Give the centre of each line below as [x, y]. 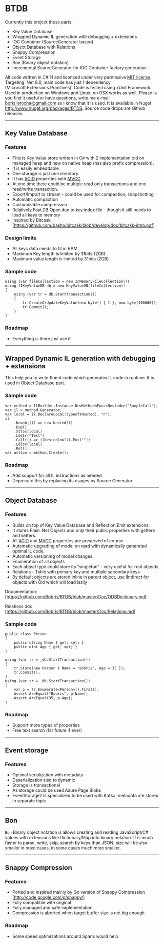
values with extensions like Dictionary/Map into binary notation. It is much [79, 837]
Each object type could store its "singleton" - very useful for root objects [85, 567]
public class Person [26, 634]
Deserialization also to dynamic [44, 780]
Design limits [21, 238]
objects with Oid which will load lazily [50, 582]
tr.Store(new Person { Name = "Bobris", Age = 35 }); [70, 668]
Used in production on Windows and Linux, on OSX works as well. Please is [81, 93]
